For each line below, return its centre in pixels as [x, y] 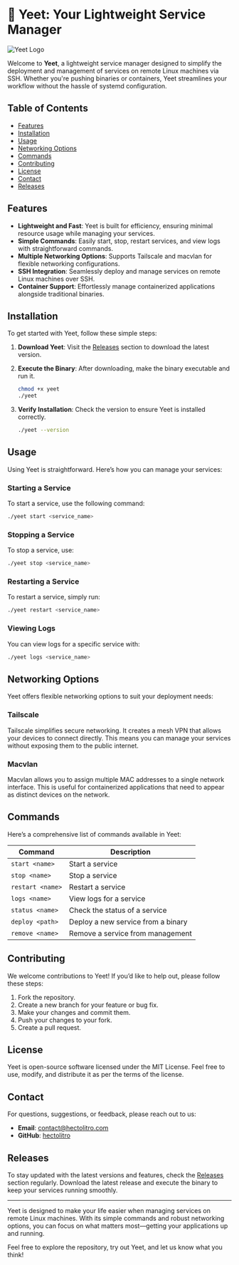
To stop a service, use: [41, 550]
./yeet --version [43, 430]
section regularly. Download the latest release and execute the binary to [113, 1182]
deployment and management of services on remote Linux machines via [113, 71]
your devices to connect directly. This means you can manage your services [119, 738]
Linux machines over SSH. [56, 279]
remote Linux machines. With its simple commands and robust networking [116, 1218]
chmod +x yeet [38, 389]
